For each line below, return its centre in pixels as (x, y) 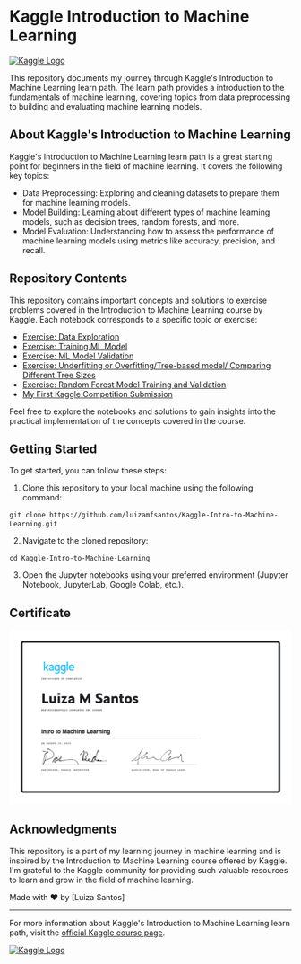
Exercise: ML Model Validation (78, 356)
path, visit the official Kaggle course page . (87, 933)
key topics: (30, 175)
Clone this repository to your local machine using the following (138, 488)
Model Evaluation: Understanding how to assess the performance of (148, 231)
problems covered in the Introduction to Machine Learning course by (136, 310)
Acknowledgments (64, 830)
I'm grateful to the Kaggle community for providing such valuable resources (149, 870)
